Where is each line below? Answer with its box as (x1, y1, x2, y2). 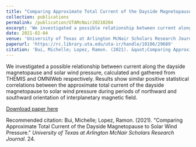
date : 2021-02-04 (6, 30, 48, 36)
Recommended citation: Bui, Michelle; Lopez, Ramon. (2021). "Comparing (6, 117, 183, 124)
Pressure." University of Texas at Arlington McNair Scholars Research (6, 129, 174, 136)
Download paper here (6, 105, 58, 112)
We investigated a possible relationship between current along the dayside (6, 63, 185, 70)
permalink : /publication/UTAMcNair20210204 (6, 19, 114, 25)
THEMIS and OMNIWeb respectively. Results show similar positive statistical (6, 75, 190, 82)
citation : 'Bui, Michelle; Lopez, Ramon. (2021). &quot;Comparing (6, 47, 171, 53)
